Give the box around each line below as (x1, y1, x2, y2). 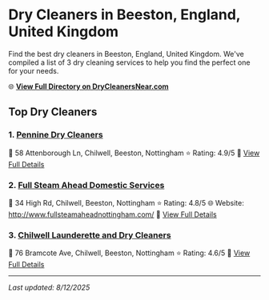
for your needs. (8, 66, 59, 75)
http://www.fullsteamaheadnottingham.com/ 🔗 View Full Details (8, 210, 218, 219)
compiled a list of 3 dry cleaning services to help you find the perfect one (8, 58, 251, 67)
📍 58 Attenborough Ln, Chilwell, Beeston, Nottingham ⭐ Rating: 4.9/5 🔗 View (8, 148, 260, 158)
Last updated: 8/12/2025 (8, 282, 90, 293)
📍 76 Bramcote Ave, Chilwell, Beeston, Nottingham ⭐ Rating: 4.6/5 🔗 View (8, 248, 251, 258)
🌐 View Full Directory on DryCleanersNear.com (8, 82, 170, 91)
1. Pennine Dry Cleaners (8, 130, 103, 141)
